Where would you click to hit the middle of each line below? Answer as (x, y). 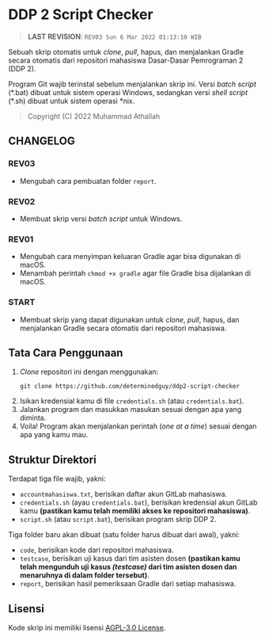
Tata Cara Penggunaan (66, 353)
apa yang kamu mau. (54, 435)
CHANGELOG (42, 141)
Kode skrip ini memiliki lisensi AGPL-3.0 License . (87, 627)
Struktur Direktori (52, 460)
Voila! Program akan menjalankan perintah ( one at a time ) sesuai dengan (138, 426)
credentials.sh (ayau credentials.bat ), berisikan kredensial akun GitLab (138, 503)
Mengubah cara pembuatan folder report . (88, 181)
